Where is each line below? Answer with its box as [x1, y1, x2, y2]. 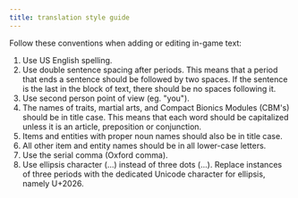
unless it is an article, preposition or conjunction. [21, 121, 202, 132]
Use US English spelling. [21, 54, 113, 65]
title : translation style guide [9, 12, 130, 22]
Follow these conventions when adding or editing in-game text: [9, 37, 242, 48]
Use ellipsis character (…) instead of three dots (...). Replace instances [21, 159, 283, 169]
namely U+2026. [21, 177, 84, 188]
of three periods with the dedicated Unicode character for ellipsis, [21, 169, 266, 179]
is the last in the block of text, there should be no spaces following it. [21, 83, 277, 94]
